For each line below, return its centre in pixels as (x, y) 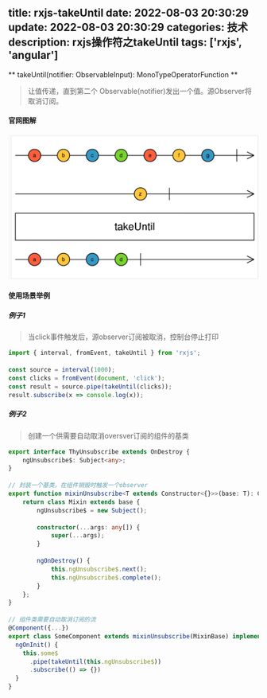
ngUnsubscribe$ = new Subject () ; (92, 510)
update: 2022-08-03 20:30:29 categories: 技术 (128, 27)
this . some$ (41, 653)
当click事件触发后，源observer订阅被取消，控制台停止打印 (123, 337)
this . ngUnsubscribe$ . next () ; (99, 569)
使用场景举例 (29, 296)
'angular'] (33, 55)
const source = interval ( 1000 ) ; (62, 370)
